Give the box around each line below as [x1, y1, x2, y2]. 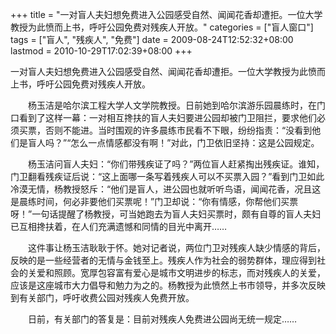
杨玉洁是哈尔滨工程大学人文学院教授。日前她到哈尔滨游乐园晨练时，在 [27, 99, 317, 111]
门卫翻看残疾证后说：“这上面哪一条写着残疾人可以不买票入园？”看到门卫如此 [10, 171, 325, 182]
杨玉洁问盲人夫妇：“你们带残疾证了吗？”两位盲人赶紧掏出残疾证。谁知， [27, 158, 325, 170]
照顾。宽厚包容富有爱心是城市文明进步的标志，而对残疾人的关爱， [53, 267, 326, 278]
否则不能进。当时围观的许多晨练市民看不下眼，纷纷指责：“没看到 [44, 124, 313, 136]
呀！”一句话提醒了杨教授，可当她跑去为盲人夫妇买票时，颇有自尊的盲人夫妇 [10, 208, 322, 220]
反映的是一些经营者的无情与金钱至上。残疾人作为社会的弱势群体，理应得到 [10, 254, 317, 266]
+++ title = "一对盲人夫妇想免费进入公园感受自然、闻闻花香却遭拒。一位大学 [10, 9, 323, 20]
